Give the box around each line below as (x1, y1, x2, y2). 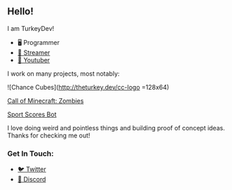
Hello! (7, 6, 34, 18)
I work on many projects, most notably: (7, 69, 121, 78)
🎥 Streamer (17, 48, 50, 57)
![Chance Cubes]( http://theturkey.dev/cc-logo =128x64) (7, 83, 170, 91)
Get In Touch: (7, 149, 54, 158)
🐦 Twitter (17, 165, 47, 174)
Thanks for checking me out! (7, 131, 90, 140)
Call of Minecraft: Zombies (7, 96, 84, 104)
